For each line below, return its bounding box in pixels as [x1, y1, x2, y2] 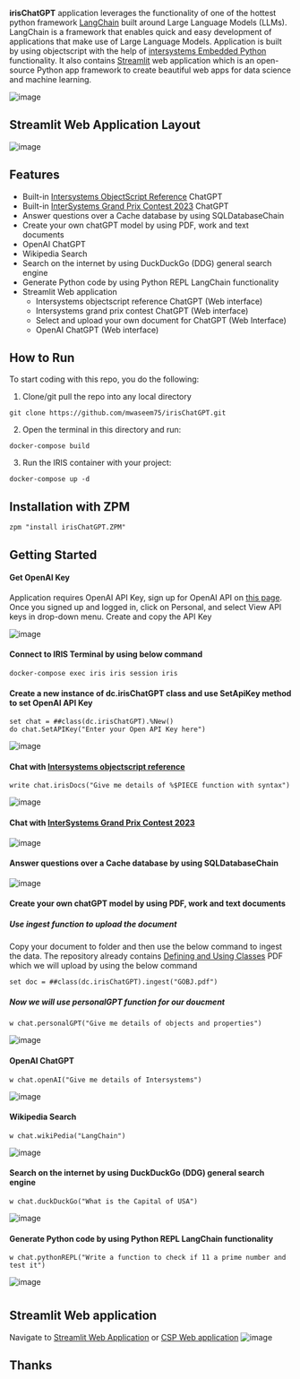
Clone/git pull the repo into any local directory [21, 392, 193, 402]
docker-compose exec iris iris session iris [9, 669, 178, 678]
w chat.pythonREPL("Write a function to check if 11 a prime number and [9, 1254, 287, 1263]
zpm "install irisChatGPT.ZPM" [9, 523, 126, 532]
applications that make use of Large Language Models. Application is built [9, 36, 282, 47]
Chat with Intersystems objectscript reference [9, 761, 185, 771]
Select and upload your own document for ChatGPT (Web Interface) [35, 315, 287, 325]
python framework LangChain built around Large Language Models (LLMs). [9, 17, 287, 28]
